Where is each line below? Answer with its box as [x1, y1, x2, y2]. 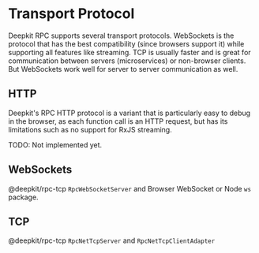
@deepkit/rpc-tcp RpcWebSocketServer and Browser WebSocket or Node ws [8, 184, 251, 193]
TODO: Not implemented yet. [8, 140, 103, 150]
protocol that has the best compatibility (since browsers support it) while [8, 39, 245, 48]
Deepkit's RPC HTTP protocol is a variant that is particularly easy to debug [8, 108, 251, 117]
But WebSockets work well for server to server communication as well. [8, 64, 238, 73]
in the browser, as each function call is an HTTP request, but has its [8, 116, 228, 126]
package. [8, 192, 39, 202]
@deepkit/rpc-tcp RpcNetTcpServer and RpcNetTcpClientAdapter [8, 236, 216, 245]
